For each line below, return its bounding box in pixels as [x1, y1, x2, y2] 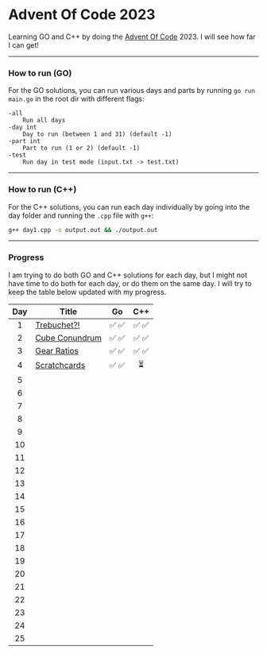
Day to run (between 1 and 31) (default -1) [22, 130, 172, 138]
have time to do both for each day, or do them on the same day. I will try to [8, 278, 252, 288]
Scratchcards [35, 360, 86, 371]
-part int [8, 137, 41, 145]
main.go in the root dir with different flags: [8, 94, 145, 104]
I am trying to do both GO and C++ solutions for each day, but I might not [8, 270, 248, 280]
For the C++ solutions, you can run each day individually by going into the [8, 202, 250, 211]
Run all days [22, 117, 66, 125]
